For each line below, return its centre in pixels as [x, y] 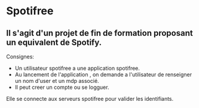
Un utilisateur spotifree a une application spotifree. [77, 68]
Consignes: [20, 57]
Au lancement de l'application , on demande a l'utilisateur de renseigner [103, 75]
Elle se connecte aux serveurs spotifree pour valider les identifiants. [90, 99]
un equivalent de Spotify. [54, 42]
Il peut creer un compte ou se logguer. [62, 87]
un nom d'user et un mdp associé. [57, 81]
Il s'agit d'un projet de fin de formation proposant [99, 33]
